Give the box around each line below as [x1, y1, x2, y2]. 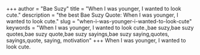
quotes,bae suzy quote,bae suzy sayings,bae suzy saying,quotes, [6, 30, 169, 38]
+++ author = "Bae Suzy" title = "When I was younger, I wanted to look [6, 5, 181, 12]
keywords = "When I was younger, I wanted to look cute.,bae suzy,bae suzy [6, 24, 194, 31]
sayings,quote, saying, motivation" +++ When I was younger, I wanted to [6, 37, 186, 44]
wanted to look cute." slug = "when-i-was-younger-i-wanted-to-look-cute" [6, 18, 192, 25]
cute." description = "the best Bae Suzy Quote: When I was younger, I [6, 11, 178, 19]
